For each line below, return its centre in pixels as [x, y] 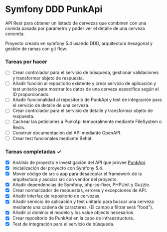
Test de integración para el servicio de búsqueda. [63, 224]
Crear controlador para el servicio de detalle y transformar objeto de [83, 110]
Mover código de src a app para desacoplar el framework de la [77, 174]
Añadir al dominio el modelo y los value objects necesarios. [73, 212]
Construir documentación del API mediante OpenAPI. [67, 132]
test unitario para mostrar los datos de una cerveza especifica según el [85, 89]
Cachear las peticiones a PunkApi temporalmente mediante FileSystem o [87, 121]
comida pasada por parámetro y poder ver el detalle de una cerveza [75, 28]
